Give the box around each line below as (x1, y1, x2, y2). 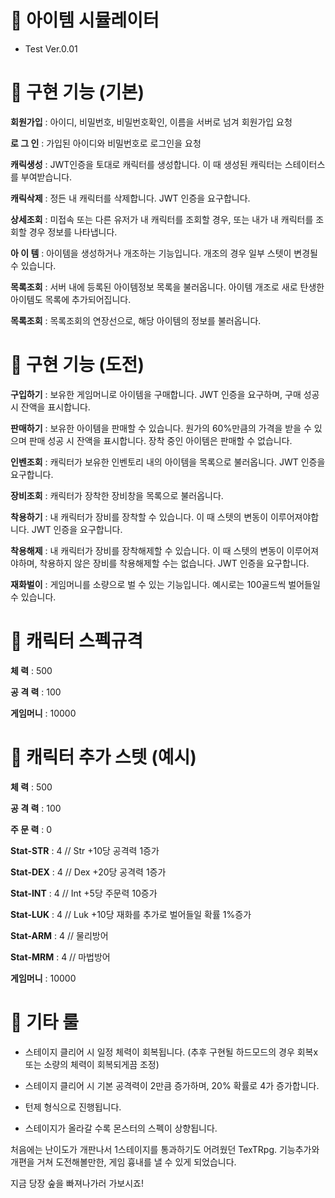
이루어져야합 (269, 511, 320, 523)
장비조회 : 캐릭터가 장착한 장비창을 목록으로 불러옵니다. (10, 489, 224, 501)
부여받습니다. (20, 171, 73, 183)
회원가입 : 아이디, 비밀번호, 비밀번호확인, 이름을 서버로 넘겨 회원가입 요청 (10, 116, 293, 128)
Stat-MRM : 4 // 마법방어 (10, 951, 111, 963)
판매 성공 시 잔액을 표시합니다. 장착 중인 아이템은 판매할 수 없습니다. (28, 434, 293, 446)
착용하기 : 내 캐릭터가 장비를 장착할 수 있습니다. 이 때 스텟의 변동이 (10, 511, 269, 523)
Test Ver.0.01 (24, 42, 78, 55)
